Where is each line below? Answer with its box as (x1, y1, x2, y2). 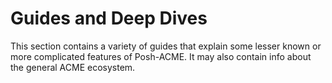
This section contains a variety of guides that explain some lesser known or (10, 40, 322, 52)
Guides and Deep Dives (10, 7, 208, 30)
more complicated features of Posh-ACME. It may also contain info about (10, 50, 312, 62)
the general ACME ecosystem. (10, 61, 136, 73)
